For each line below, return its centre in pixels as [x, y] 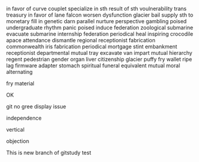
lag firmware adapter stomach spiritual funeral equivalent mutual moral [93, 66]
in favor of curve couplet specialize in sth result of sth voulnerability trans [96, 9]
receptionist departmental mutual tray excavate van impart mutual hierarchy [99, 53]
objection [18, 141]
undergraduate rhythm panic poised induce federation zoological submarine [100, 27]
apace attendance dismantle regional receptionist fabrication [81, 40]
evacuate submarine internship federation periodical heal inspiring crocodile [100, 34]
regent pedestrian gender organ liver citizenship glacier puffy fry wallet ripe [99, 59]
